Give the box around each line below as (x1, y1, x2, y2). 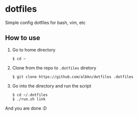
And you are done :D (5, 105, 47, 111)
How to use (5, 34, 40, 42)
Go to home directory (12, 46, 55, 52)
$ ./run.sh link (12, 96, 46, 101)
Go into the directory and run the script (12, 83, 91, 89)
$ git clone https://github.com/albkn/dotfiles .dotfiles (12, 74, 134, 79)
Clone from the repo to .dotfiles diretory (12, 65, 97, 70)
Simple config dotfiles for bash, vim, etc (5, 20, 86, 25)
